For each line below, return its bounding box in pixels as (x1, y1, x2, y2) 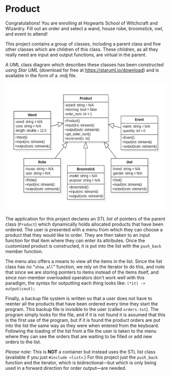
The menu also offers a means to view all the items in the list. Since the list (5, 258, 162, 264)
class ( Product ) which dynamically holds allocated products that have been (5, 221, 164, 227)
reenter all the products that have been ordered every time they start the (5, 300, 158, 307)
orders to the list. (5, 339, 41, 345)
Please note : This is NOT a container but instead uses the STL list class (5, 348, 156, 355)
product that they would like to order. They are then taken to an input (5, 232, 150, 238)
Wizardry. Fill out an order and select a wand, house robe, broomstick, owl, (5, 25, 164, 31)
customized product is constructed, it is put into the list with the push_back (5, 242, 161, 249)
